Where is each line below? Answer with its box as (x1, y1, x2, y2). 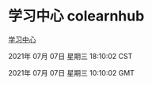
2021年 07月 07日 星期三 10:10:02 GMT (8, 68, 135, 77)
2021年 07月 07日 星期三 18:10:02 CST (8, 51, 133, 61)
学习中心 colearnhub (8, 7, 145, 25)
